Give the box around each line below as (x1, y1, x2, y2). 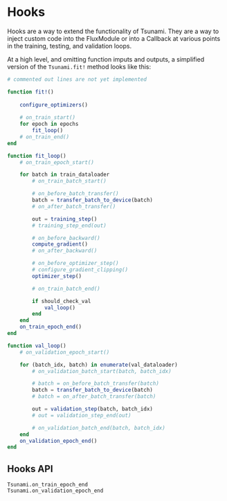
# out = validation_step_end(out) (32, 412, 131, 419)
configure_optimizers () (19, 101, 89, 108)
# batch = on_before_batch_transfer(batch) (32, 380, 159, 388)
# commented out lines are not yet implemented (7, 75, 147, 83)
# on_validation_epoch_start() (19, 349, 110, 356)
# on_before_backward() (32, 235, 100, 242)
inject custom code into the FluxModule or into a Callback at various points (7, 34, 221, 42)
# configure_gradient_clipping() (32, 266, 129, 273)
